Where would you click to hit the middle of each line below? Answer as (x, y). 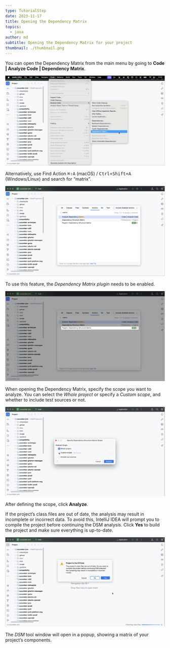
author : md (17, 37)
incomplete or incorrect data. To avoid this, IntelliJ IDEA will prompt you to (82, 519)
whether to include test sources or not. (46, 399)
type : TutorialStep (26, 11)
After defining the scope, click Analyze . (47, 504)
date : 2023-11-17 (24, 16)
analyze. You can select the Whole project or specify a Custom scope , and (83, 394)
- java (17, 32)
